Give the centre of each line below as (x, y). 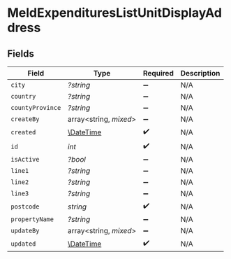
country (23, 96)
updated (23, 244)
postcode (25, 206)
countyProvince (36, 107)
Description (200, 73)
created (23, 132)
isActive (25, 159)
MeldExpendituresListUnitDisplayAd (114, 13)
